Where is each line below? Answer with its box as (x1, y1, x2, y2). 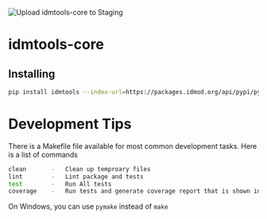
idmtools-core (8, 36, 105, 53)
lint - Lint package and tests (8, 172, 145, 181)
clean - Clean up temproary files (8, 165, 151, 173)
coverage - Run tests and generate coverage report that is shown (8, 187, 250, 195)
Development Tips (8, 115, 132, 133)
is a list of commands (8, 150, 78, 159)
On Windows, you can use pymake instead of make (8, 201, 168, 211)
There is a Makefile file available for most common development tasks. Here (8, 141, 257, 151)
